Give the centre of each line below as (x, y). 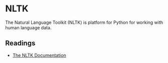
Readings (20, 43)
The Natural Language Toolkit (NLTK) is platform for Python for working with (84, 22)
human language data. (28, 27)
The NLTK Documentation (39, 55)
